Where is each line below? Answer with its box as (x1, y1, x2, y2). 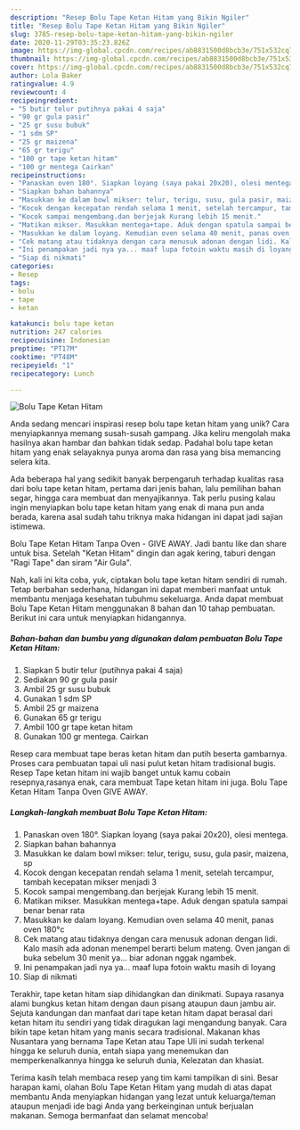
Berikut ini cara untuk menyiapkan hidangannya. (10, 613, 187, 623)
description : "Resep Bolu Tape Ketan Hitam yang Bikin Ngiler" (10, 12, 250, 22)
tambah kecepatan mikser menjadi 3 (22, 877, 157, 887)
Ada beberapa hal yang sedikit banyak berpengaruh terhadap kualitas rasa (10, 474, 284, 484)
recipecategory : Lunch (10, 369, 94, 378)
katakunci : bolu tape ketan (10, 319, 115, 328)
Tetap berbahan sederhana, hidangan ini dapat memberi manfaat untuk (10, 584, 272, 595)
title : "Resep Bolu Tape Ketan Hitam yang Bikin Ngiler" (10, 21, 226, 30)
